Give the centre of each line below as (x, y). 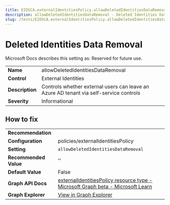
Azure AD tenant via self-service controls (91, 93)
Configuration (25, 141)
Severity (18, 101)
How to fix (22, 119)
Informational (57, 101)
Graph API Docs (27, 184)
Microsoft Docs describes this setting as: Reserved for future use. (74, 58)
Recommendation (30, 133)
